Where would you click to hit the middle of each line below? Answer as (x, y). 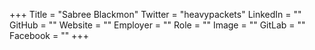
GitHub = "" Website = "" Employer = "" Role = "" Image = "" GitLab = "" (157, 25)
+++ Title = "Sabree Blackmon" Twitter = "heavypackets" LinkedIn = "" (155, 14)
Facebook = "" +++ (49, 35)
